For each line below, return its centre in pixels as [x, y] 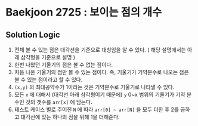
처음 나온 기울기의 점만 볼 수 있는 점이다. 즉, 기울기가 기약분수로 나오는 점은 [101, 72]
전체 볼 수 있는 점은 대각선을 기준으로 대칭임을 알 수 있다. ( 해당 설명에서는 [100, 50]
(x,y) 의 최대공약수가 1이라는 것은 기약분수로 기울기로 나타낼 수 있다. [94, 87]
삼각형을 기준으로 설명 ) [48, 57]
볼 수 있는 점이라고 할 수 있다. [48, 79]
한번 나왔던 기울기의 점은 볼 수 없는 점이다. [64, 64]
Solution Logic [33, 34]
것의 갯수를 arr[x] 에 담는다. [59, 102]
